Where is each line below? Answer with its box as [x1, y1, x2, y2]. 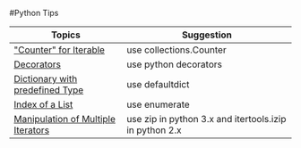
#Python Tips [9, 8, 59, 18]
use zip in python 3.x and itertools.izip [126, 113, 287, 125]
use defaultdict [126, 78, 190, 90]
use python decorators [126, 58, 222, 70]
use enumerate [126, 98, 190, 111]
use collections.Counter [126, 44, 227, 56]
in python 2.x [126, 124, 182, 136]
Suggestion [182, 29, 233, 41]
